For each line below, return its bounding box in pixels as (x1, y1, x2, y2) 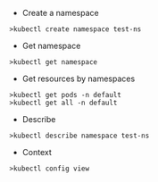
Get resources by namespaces (21, 73, 136, 84)
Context (21, 147, 52, 157)
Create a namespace (21, 8, 100, 18)
